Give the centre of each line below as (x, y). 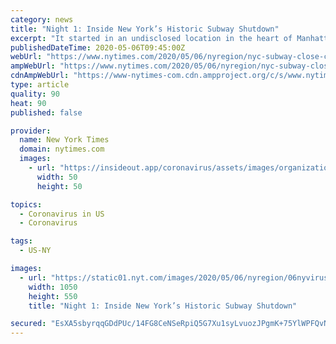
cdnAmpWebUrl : (40, 76)
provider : (31, 131)
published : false (46, 112)
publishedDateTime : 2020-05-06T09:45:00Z (98, 47)
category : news (42, 19)
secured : (28, 324)
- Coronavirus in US (62, 214)
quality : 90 (35, 94)
